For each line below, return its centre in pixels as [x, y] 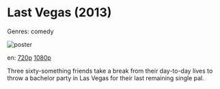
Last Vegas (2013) [59, 13]
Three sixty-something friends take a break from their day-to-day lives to [110, 71]
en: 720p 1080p [29, 57]
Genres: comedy [30, 31]
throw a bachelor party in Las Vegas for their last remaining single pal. [106, 78]
